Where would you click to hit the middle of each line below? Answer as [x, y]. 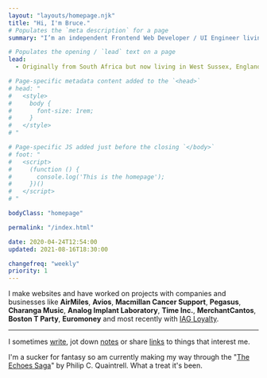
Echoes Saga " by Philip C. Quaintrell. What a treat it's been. [105, 365]
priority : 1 [28, 271]
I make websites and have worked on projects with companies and [117, 294]
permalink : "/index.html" [51, 227]
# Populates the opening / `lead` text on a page [92, 52]
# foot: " [25, 154]
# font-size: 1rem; [51, 111]
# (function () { [44, 169]
